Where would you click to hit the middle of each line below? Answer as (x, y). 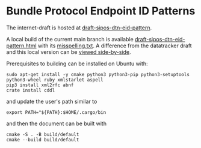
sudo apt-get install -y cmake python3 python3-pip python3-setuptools (98, 74)
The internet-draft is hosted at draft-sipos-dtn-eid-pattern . (79, 28)
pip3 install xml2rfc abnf (40, 85)
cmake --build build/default (43, 140)
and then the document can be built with (57, 123)
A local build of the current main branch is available (70, 39)
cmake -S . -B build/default (43, 134)
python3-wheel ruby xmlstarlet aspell (55, 80)
